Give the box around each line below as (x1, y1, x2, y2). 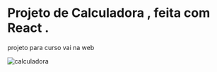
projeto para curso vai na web (7, 43, 95, 52)
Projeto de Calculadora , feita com (7, 5, 211, 21)
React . (7, 20, 49, 36)
